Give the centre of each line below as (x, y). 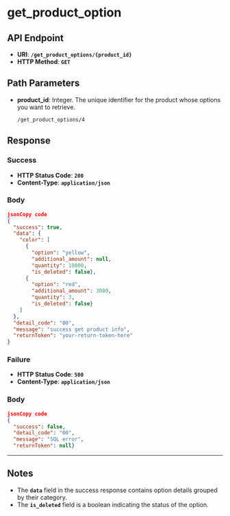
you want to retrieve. (46, 107)
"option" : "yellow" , (61, 253)
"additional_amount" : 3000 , (72, 291)
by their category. (42, 497)
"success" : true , (38, 227)
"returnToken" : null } (44, 446)
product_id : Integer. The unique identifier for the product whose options (119, 99)
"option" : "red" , (56, 285)
